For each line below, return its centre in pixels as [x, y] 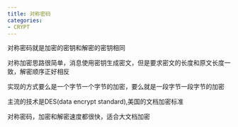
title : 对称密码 [29, 14]
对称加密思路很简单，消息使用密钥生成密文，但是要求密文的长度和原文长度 [116, 63]
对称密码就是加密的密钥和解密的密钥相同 [66, 48]
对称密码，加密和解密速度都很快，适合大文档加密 [79, 116]
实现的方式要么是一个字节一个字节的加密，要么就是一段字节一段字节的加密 [116, 87]
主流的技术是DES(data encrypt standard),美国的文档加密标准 [96, 102]
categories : [25, 20]
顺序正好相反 [50, 72]
